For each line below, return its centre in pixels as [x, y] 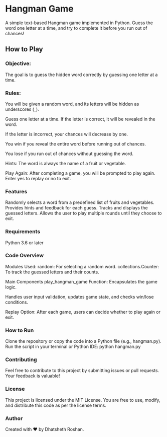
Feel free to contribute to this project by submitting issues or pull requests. [82, 371]
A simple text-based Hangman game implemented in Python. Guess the [79, 23]
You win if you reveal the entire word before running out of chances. [76, 143]
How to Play [24, 49]
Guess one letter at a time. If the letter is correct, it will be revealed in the [80, 119]
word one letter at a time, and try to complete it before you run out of [76, 28]
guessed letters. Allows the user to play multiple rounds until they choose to [83, 213]
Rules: [13, 93]
